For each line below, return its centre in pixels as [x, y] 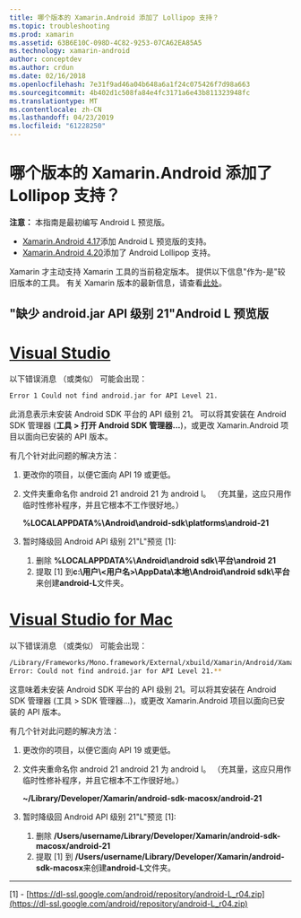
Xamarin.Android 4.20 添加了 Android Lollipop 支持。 [119, 252]
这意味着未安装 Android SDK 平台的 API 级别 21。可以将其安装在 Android [143, 689]
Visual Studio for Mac [91, 620]
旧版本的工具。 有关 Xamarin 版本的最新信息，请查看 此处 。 [118, 283]
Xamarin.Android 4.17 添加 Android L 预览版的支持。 [117, 241]
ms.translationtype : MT [54, 101]
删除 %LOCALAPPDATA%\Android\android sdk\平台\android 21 [155, 561]
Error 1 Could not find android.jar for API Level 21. [114, 396]
